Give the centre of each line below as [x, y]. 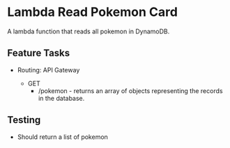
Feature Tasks [39, 53]
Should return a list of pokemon [62, 137]
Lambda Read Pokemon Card [92, 12]
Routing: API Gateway [48, 69]
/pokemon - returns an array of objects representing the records [130, 90]
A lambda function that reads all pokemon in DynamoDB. [89, 31]
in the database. [61, 98]
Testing [24, 120]
